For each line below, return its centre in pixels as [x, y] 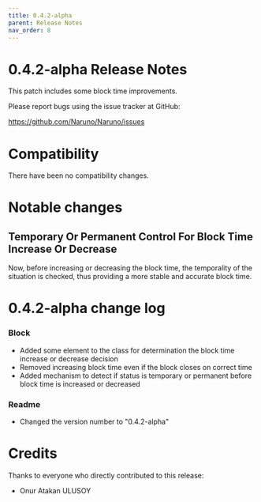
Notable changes [65, 208]
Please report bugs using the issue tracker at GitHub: [94, 107]
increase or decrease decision [69, 359]
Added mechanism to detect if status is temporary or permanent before [136, 376]
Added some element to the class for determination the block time [127, 350]
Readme [24, 404]
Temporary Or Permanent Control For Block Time [131, 237]
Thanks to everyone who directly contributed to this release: [106, 475]
